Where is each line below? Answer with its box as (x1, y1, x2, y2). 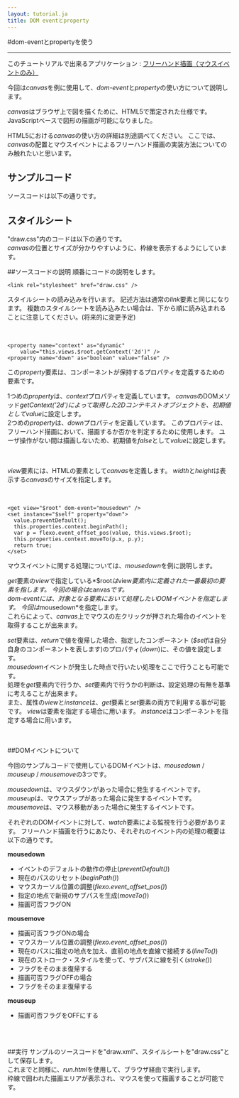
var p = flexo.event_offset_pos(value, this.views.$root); (13, 530, 192, 537)
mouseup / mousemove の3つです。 (7, 770, 111, 778)
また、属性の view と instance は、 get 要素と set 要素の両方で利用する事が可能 (7, 698, 226, 707)
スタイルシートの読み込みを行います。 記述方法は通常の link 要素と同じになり (7, 295, 230, 304)
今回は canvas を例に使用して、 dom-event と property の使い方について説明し (7, 83, 228, 92)
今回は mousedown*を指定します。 (21, 603, 122, 611)
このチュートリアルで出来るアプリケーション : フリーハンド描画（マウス (7, 59, 218, 67)
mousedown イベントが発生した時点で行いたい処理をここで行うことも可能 (7, 663, 223, 671)
